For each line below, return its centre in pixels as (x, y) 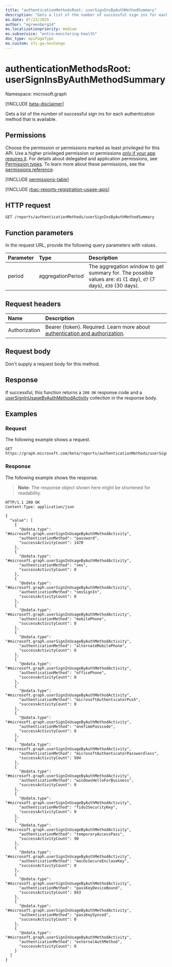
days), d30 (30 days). (114, 286)
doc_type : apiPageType (29, 39)
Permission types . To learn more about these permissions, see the (75, 164)
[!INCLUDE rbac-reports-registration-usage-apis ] (58, 189)
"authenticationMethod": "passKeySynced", (65, 915)
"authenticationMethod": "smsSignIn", (60, 592)
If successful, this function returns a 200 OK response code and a (74, 392)
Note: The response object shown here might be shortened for (84, 487)
